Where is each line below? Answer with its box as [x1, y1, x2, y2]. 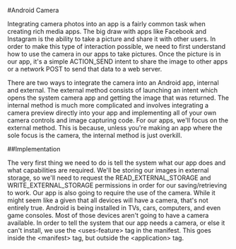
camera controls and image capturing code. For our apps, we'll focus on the [7, 116, 228, 124]
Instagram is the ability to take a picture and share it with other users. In [7, 35, 216, 43]
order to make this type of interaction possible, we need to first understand [7, 42, 226, 50]
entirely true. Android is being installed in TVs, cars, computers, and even [7, 204, 221, 212]
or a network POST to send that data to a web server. [7, 65, 163, 73]
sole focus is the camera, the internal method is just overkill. [7, 131, 182, 139]
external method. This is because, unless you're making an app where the [7, 124, 223, 132]
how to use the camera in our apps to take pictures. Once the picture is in [7, 50, 221, 58]
